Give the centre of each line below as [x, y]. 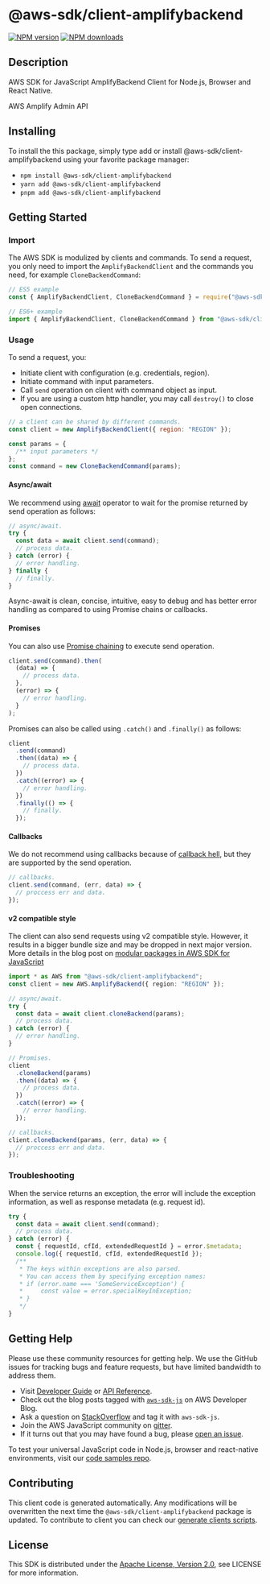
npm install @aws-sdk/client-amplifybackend [96, 176]
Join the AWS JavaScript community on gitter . [96, 1425]
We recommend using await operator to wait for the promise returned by [128, 502]
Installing [32, 132]
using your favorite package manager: [126, 159]
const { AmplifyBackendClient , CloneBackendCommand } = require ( [120, 297]
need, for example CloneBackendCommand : [75, 275]
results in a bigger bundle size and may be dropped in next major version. [130, 945]
